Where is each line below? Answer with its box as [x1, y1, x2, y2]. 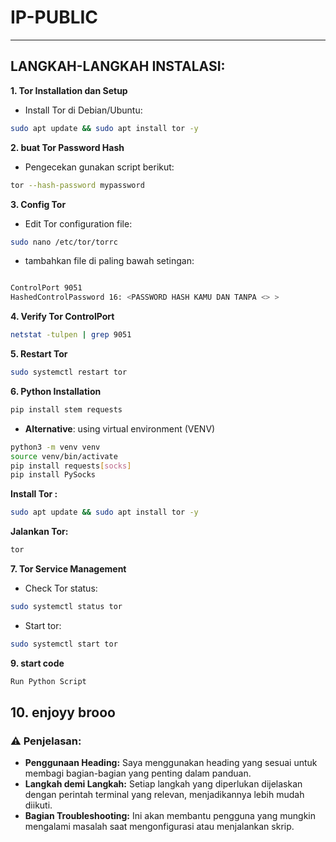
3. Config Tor [10, 198, 67, 210]
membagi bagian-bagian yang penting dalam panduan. [24, 767, 252, 780]
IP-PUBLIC [10, 6, 99, 29]
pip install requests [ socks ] [10, 461, 132, 471]
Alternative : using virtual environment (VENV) [24, 422, 216, 435]
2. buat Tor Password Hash [10, 141, 125, 153]
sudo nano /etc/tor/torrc [10, 237, 118, 247]
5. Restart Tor [10, 348, 68, 360]
